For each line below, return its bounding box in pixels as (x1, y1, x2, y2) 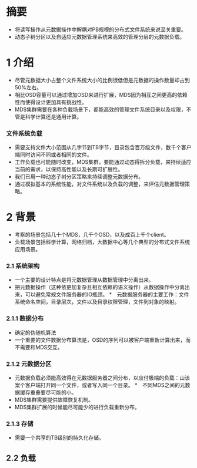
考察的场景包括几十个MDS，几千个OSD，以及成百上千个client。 (14, 231, 169, 238)
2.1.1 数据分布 (6, 315, 44, 323)
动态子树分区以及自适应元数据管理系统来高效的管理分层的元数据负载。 (14, 33, 185, 40)
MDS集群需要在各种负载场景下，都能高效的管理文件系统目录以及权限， (14, 106, 186, 113)
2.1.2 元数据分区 (6, 359, 52, 368)
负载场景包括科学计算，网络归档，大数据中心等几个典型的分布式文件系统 (14, 238, 190, 245)
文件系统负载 (6, 129, 43, 137)
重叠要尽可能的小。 (30, 389, 77, 396)
